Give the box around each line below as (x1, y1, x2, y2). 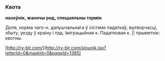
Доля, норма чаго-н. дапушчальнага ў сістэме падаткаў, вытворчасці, (5, 24, 157, 30)
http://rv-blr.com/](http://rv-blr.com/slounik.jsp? (7, 45, 106, 51)
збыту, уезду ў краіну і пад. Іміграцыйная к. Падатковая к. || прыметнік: (5, 30, 160, 36)
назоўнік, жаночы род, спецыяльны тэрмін (5, 15, 102, 21)
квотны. (5, 35, 23, 41)
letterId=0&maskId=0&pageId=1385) (5, 50, 81, 56)
